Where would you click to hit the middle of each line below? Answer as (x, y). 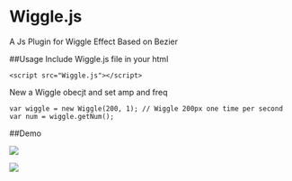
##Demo (26, 133)
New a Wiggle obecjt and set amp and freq (88, 92)
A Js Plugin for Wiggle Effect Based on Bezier (93, 41)
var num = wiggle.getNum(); (62, 116)
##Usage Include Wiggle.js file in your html (89, 59)
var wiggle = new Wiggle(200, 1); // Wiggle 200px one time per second (146, 109)
